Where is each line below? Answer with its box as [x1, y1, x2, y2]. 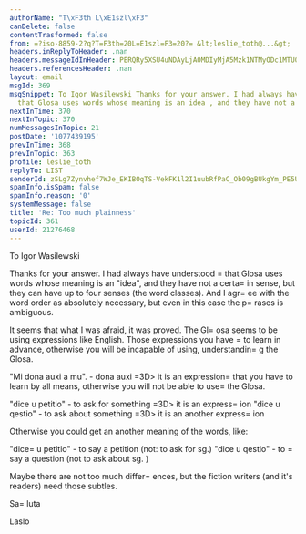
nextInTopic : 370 [9, 115, 76, 124]
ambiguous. [9, 306, 55, 317]
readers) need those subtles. [9, 480, 118, 491]
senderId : [9, 174, 47, 183]
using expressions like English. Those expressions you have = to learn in [9, 334, 281, 344]
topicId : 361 [9, 216, 59, 226]
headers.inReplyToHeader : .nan [9, 47, 128, 56]
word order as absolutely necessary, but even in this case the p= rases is [9, 297, 284, 308]
